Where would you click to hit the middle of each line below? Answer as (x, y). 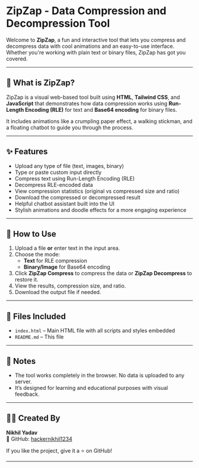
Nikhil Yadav (22, 433)
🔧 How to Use (31, 234)
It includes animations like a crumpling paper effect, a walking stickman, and (99, 121)
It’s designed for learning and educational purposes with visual (91, 388)
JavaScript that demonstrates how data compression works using (87, 103)
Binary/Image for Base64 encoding (67, 267)
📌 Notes (21, 361)
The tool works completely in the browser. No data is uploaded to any (99, 375)
